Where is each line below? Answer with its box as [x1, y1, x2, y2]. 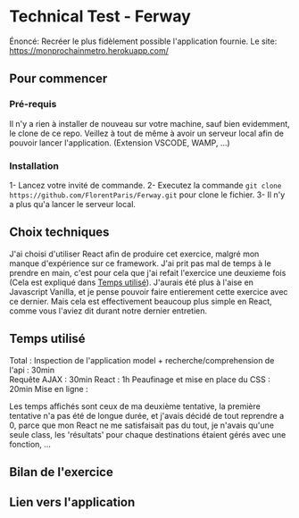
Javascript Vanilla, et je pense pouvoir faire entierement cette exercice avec [9, 286, 288, 297]
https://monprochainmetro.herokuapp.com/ [9, 45, 170, 55]
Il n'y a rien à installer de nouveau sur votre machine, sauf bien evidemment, [9, 118, 290, 129]
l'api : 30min [9, 364, 55, 375]
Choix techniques [9, 225, 110, 240]
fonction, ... [9, 439, 52, 449]
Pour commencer [9, 71, 108, 87]
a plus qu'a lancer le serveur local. [9, 198, 137, 209]
